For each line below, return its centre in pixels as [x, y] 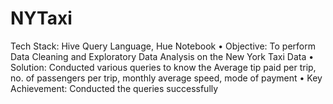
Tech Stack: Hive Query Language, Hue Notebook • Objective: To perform [163, 46]
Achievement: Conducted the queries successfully [114, 88]
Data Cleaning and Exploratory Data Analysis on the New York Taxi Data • [162, 56]
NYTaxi [41, 18]
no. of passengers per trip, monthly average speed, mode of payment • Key [166, 78]
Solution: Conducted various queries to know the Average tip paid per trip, [163, 67]
